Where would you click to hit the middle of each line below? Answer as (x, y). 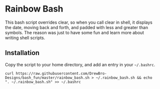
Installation (22, 53)
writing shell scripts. (25, 38)
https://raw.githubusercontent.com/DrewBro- (61, 74)
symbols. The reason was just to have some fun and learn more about (74, 32)
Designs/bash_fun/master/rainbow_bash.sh (47, 78)
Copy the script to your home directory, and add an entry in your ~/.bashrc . (80, 64)
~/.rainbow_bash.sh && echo (124, 78)
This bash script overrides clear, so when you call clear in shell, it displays (79, 22)
